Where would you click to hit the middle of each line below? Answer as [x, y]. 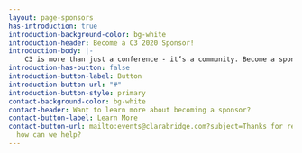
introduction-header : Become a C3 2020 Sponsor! [101, 43]
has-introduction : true [53, 26]
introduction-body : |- [51, 51]
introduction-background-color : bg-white [87, 34]
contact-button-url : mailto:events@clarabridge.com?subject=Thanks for [146, 127]
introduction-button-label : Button [75, 76]
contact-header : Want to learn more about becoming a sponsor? [130, 110]
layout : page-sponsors [51, 18]
